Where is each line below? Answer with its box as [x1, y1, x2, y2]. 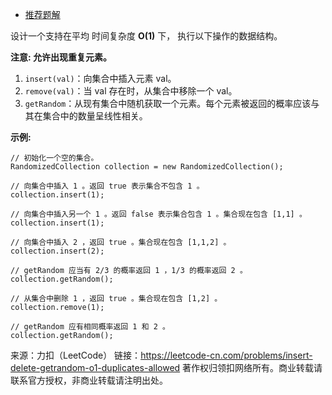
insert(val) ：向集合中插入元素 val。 [24, 73, 177, 84]
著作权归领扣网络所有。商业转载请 [182, 362, 323, 373]
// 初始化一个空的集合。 [10, 153, 99, 163]
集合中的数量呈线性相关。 [42, 110, 148, 122]
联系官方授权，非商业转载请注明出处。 [10, 374, 168, 386]
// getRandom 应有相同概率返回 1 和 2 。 [10, 322, 170, 332]
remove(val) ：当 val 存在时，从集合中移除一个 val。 [24, 85, 238, 97]
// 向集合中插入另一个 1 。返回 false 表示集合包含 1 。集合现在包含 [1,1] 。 [10, 209, 307, 219]
